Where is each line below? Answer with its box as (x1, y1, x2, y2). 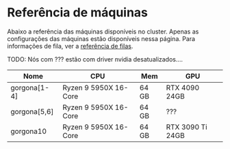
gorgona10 (10, 126, 47, 136)
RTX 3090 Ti (166, 122, 207, 131)
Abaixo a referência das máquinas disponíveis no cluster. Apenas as (7, 27, 199, 36)
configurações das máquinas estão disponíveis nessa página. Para (7, 34, 196, 42)
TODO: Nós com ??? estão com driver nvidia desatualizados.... (7, 55, 183, 63)
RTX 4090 (166, 83, 200, 92)
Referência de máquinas (7, 5, 149, 21)
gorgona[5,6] (10, 107, 54, 116)
